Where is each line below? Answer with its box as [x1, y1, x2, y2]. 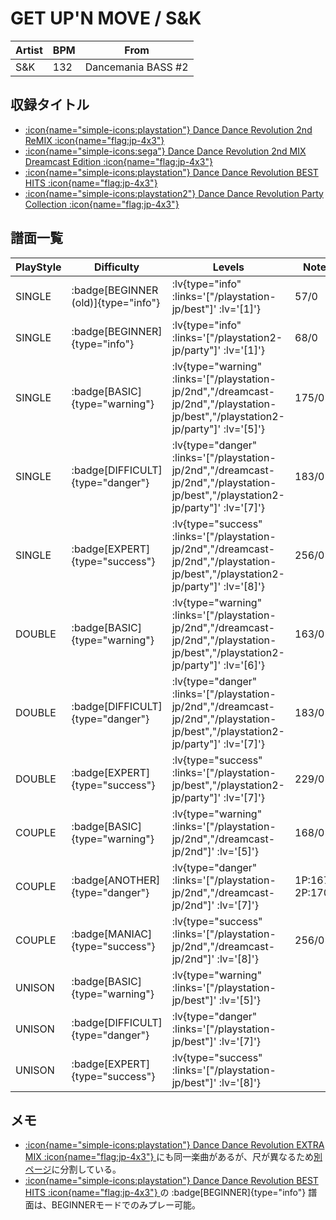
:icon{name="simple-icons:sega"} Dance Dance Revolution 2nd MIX [24, 145, 307, 157]
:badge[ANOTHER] [71, 873, 161, 887]
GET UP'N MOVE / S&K [10, 7, 202, 30]
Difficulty [94, 260, 140, 274]
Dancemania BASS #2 [84, 60, 189, 74]
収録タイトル [10, 97, 90, 114]
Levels [212, 260, 245, 274]
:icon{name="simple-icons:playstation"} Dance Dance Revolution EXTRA [24, 1139, 325, 1151]
